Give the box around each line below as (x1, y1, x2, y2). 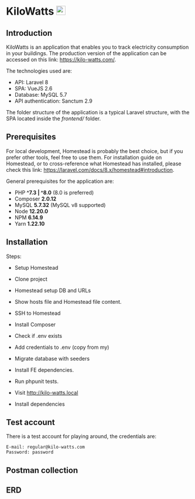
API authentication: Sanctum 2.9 (14, 97, 93, 104)
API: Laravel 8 (14, 79, 49, 86)
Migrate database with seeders (14, 355, 90, 362)
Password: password (6, 449, 54, 456)
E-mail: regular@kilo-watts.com (6, 444, 85, 450)
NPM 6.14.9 (14, 213, 43, 221)
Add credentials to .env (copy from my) (14, 344, 110, 351)
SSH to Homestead (14, 310, 61, 317)
